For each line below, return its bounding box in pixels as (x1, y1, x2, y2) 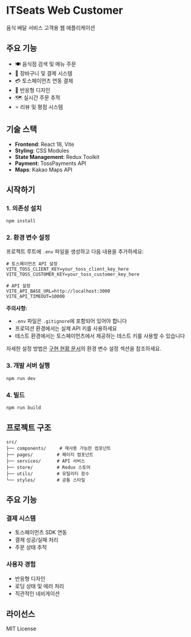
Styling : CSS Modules (14, 147, 70, 154)
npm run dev (6, 375, 36, 381)
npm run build (6, 405, 42, 411)
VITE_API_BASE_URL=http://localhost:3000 (6, 288, 111, 295)
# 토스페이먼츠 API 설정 (6, 261, 58, 267)
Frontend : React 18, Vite (14, 140, 74, 148)
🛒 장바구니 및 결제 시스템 (14, 69, 73, 76)
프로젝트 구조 (6, 422, 52, 433)
